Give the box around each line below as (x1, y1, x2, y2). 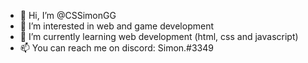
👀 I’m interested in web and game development (19, 20, 214, 32)
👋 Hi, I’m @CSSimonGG (19, 10, 117, 21)
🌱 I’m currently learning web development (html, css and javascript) (19, 31, 299, 42)
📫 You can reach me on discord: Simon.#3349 (19, 42, 214, 54)
